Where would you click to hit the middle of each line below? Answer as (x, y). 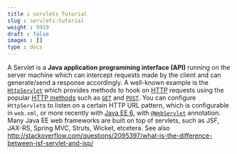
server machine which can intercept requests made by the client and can (115, 75)
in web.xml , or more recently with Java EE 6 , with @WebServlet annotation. (114, 113)
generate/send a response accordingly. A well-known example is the (108, 82)
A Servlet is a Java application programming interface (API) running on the (119, 67)
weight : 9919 (28, 27)
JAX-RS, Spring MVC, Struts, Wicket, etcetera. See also (89, 128)
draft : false (28, 34)
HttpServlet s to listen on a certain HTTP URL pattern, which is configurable (118, 105)
